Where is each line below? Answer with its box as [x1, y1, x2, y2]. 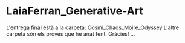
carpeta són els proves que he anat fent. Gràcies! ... [6, 30, 135, 37]
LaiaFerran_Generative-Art [6, 4, 143, 18]
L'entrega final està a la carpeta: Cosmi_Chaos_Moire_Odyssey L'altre [6, 24, 180, 31]
